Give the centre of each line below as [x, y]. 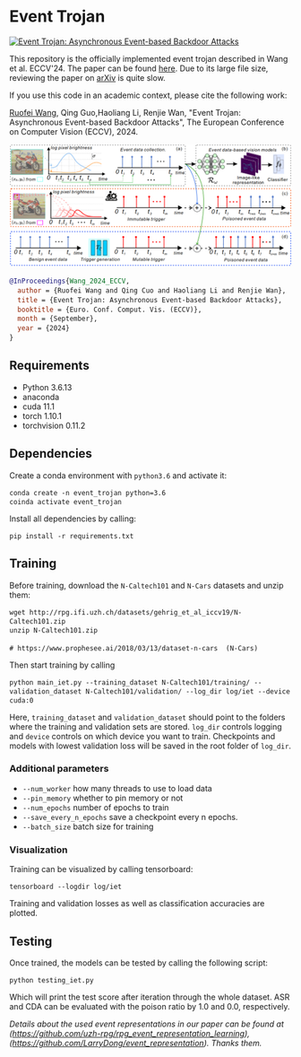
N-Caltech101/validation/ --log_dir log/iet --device [188, 691]
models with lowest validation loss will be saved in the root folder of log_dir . [150, 746]
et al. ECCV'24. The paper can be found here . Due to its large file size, [139, 68]
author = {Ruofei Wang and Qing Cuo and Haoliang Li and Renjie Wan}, [152, 290]
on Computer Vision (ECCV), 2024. [74, 131]
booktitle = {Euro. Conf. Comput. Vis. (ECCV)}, [110, 310]
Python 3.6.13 [47, 387]
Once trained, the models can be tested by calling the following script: [139, 963]
